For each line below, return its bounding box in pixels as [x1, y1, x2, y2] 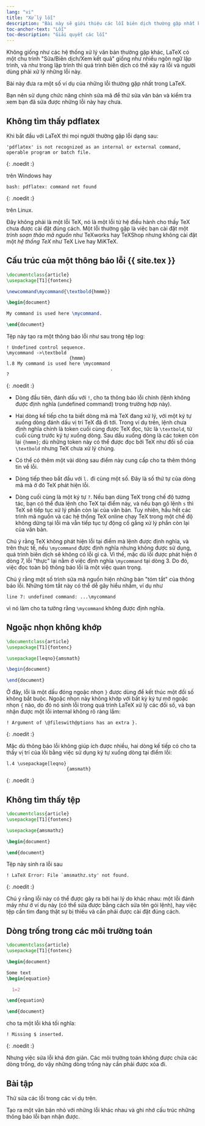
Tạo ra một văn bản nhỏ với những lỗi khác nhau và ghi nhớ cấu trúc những [6, 1106, 195, 1114]
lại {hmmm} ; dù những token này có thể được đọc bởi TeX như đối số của [15, 438, 194, 446]
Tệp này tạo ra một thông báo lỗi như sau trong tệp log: [6, 333, 145, 340]
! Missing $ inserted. [6, 1032, 64, 1038]
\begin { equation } [6, 975, 51, 982]
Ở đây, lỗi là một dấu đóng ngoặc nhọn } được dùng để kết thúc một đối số [6, 688, 194, 696]
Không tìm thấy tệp [6, 794, 81, 805]
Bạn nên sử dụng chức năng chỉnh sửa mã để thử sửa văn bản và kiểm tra [6, 92, 192, 99]
